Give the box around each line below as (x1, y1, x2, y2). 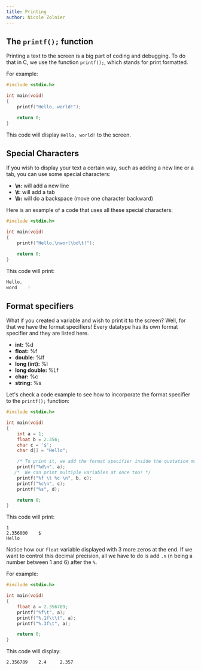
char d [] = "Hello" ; (17, 447, 68, 454)
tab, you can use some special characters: (6, 171, 111, 178)
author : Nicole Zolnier (6, 14, 66, 20)
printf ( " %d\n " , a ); (17, 464, 66, 470)
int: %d (14, 341, 34, 348)
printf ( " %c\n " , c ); (17, 480, 66, 487)
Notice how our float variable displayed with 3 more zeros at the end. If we (6, 546, 193, 553)
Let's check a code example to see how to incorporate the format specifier (6, 391, 190, 398)
